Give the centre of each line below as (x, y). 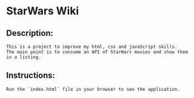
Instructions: (31, 76)
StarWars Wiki (43, 11)
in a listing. (24, 57)
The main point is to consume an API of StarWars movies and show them (97, 52)
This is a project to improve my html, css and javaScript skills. (92, 47)
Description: (30, 33)
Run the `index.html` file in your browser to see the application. (93, 89)
